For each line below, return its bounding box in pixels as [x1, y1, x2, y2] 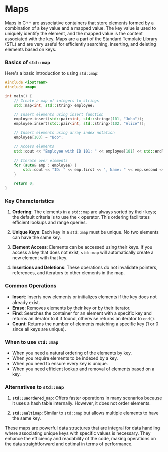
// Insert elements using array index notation [14, 130, 115, 135]
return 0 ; [14, 181, 35, 186]
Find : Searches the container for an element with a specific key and [12, 310, 152, 316]
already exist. [12, 299, 40, 305]
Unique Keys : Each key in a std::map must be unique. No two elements [12, 229, 159, 235]
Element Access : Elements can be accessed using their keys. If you [12, 244, 153, 250]
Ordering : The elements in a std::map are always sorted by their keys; [12, 209, 156, 215]
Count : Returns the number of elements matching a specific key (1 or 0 [12, 321, 159, 327]
